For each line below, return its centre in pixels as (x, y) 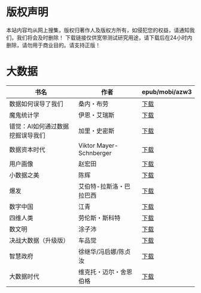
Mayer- (107, 145)
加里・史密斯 (97, 131)
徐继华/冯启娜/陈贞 (105, 252)
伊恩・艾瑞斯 (97, 115)
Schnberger (95, 153)
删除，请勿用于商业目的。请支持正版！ (53, 45)
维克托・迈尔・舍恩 (106, 272)
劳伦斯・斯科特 (100, 218)
